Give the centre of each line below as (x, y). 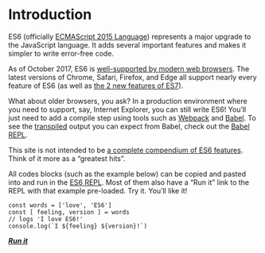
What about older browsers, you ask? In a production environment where (128, 101)
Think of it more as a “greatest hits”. (67, 158)
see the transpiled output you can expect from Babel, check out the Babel (129, 126)
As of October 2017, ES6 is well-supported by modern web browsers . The (129, 68)
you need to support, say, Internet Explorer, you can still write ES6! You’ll (127, 109)
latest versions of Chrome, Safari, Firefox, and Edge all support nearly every (132, 77)
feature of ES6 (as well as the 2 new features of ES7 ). (96, 86)
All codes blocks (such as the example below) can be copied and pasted (127, 174)
